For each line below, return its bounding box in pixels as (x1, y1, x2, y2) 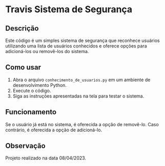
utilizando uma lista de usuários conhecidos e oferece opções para (5, 43, 147, 49)
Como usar (5, 63, 42, 72)
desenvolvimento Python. (12, 82, 67, 88)
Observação (5, 141, 46, 150)
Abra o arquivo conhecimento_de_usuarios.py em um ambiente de (12, 77, 151, 83)
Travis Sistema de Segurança (5, 4, 133, 15)
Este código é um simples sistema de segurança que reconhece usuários (5, 37, 160, 43)
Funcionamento (5, 108, 57, 116)
